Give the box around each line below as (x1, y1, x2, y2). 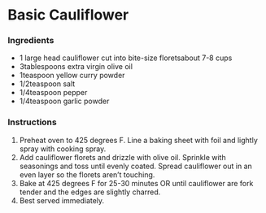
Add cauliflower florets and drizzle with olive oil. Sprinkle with (19, 152, 226, 162)
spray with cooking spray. (19, 144, 107, 154)
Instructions (7, 116, 58, 128)
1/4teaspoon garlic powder (19, 96, 110, 106)
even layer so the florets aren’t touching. (19, 169, 155, 180)
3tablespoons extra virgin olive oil (19, 62, 133, 72)
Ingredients (7, 35, 55, 46)
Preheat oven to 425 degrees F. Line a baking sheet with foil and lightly (19, 135, 258, 145)
